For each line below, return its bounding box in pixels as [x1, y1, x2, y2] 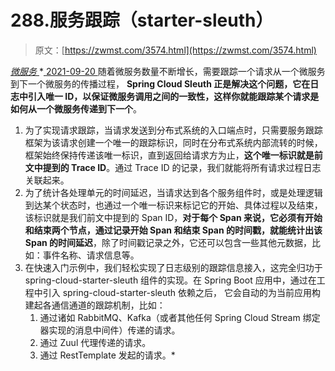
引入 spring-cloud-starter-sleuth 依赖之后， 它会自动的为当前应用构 [42, 286, 321, 298]
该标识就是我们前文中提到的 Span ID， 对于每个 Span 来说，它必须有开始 [24, 211, 323, 223]
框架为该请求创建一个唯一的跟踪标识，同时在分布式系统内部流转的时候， [24, 136, 323, 148]
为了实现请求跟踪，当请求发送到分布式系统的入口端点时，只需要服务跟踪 [24, 124, 323, 136]
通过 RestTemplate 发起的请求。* [39, 349, 176, 361]
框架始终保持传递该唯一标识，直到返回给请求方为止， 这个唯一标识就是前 [24, 149, 323, 161]
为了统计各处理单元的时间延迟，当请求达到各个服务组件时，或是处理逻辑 [24, 186, 323, 198]
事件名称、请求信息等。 [42, 249, 140, 261]
